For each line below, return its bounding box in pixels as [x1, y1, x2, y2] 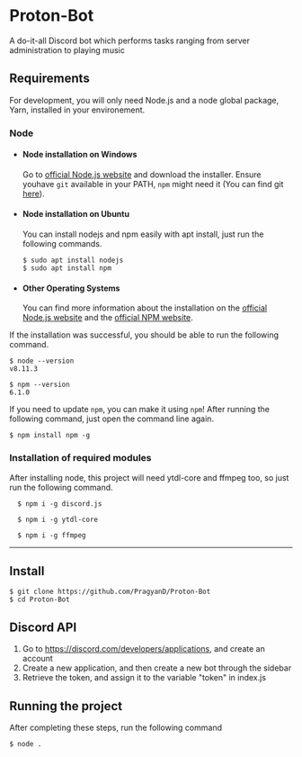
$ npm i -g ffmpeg [17, 530, 87, 540]
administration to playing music [9, 44, 126, 55]
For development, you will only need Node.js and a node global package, [9, 95, 280, 105]
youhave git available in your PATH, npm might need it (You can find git [22, 178, 284, 189]
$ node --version [9, 356, 75, 365]
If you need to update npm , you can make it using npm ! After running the [9, 404, 270, 415]
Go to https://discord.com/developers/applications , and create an [22, 644, 265, 654]
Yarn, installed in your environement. [9, 104, 146, 115]
